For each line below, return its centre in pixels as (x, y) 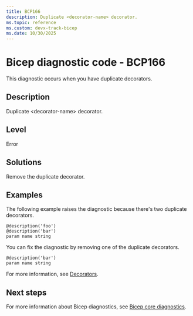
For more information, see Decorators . (52, 274)
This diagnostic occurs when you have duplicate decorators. (79, 79)
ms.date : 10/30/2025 (31, 33)
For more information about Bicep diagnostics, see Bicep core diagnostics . (96, 307)
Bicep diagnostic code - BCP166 (86, 63)
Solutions (24, 162)
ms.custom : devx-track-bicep (42, 28)
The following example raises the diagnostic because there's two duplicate (97, 209)
